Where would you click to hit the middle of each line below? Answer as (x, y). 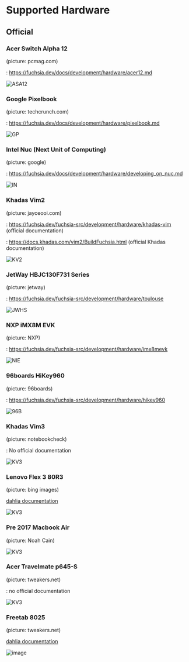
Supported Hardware (58, 10)
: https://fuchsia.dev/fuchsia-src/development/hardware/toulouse (85, 299)
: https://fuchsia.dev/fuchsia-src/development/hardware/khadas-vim (89, 224)
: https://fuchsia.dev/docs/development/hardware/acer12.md (79, 72)
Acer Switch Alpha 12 (37, 49)
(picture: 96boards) (29, 388)
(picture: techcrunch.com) (37, 112)
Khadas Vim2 (26, 200)
